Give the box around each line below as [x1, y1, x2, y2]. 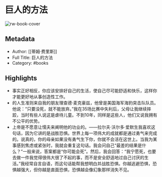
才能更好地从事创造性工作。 [12, 93, 68, 100]
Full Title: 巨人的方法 [12, 54, 54, 60]
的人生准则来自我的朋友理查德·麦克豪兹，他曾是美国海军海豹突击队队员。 [12, 100, 159, 106]
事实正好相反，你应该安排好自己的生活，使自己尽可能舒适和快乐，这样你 [12, 88, 157, 93]
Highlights [5, 74, 37, 83]
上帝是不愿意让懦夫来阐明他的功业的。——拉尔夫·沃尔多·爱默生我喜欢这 [12, 124, 156, 130]
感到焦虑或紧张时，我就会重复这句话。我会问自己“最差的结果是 [16, 142, 142, 148]
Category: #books [12, 60, 49, 66]
